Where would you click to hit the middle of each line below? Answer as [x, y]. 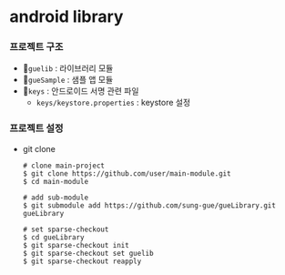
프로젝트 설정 [36, 128]
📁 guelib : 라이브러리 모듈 [68, 68]
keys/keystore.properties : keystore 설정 [113, 103]
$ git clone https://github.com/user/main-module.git [127, 173]
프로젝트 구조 [36, 47]
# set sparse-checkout [66, 229]
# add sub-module [56, 198]
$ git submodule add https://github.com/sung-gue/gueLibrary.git [149, 205]
